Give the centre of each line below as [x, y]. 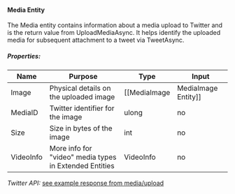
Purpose [83, 77]
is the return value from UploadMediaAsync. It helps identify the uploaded [114, 33]
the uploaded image [82, 97]
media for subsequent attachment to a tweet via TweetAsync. [96, 40]
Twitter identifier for [82, 108]
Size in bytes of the [81, 128]
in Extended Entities [82, 166]
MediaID [24, 113]
